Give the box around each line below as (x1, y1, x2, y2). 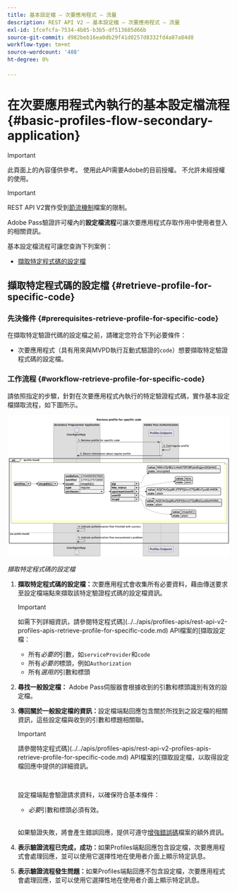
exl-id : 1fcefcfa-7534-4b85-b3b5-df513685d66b (7, 26, 147, 33)
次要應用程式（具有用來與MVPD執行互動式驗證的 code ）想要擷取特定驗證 (17, 346, 228, 355)
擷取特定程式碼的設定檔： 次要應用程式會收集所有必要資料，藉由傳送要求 (17, 580, 228, 589)
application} (7, 127, 81, 143)
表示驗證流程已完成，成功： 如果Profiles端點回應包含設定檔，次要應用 (17, 843, 219, 851)
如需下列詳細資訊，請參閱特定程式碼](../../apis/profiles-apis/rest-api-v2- (17, 618, 228, 626)
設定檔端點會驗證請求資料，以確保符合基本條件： (17, 791, 160, 799)
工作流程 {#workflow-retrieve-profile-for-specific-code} (7, 374, 206, 384)
